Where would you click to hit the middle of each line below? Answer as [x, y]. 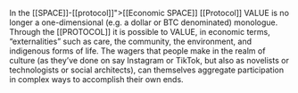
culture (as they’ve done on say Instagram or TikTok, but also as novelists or [149, 60]
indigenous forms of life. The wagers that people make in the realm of [137, 51]
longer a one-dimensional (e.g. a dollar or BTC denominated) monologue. [144, 22]
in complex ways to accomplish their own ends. [97, 79]
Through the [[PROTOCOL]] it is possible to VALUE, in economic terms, [140, 32]
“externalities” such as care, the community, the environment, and [131, 41]
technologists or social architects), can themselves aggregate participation [146, 70]
